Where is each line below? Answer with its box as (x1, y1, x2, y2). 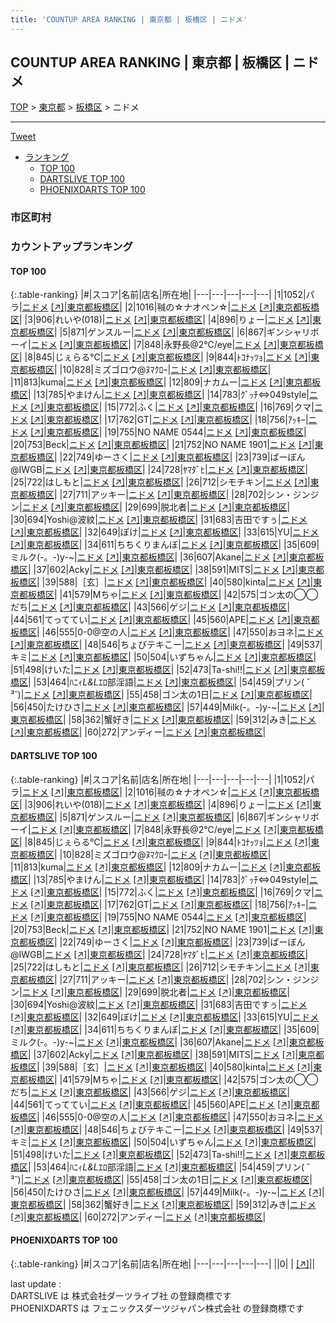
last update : (10, 1277, 62, 1290)
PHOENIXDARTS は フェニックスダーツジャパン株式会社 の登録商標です (10, 1302, 305, 1314)
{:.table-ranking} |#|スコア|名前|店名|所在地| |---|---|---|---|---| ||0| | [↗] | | (10, 1257, 316, 1270)
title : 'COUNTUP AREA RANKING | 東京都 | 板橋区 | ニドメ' (10, 14, 248, 25)
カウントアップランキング (10, 240, 133, 254)
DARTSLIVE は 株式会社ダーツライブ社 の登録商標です (10, 1289, 232, 1301)
